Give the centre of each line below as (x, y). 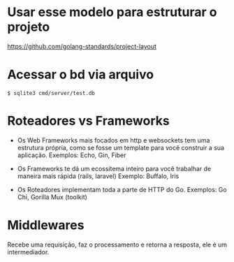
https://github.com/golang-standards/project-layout (82, 46)
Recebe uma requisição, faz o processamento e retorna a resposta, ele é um (117, 245)
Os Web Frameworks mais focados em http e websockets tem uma (114, 140)
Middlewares (46, 225)
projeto (29, 27)
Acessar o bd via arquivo (81, 75)
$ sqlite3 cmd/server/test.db (51, 93)
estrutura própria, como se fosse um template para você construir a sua (121, 147)
